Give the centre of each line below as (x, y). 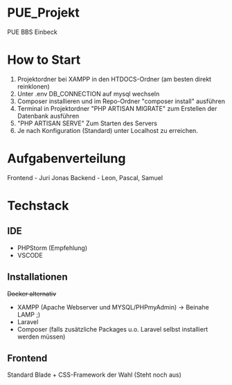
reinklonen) (33, 86)
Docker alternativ (32, 294)
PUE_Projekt (43, 13)
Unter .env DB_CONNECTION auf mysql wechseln (88, 93)
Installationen (37, 277)
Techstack (38, 206)
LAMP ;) (29, 314)
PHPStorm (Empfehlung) (52, 248)
